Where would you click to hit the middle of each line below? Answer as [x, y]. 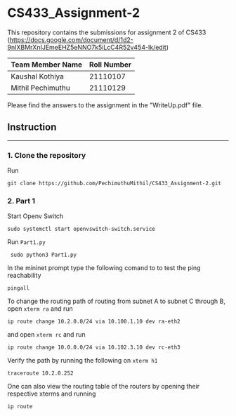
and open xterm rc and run [46, 335]
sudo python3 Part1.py [44, 255]
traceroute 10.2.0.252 [40, 373]
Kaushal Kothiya [38, 76]
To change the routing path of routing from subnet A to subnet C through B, [117, 301]
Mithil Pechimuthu [40, 88]
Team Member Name [47, 65]
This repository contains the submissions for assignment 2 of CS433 [107, 32]
